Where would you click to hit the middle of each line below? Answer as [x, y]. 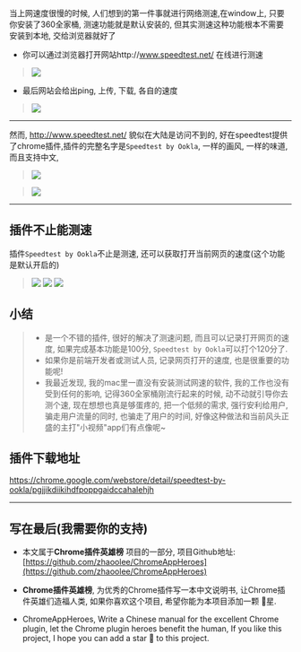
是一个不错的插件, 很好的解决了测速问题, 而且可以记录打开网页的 [163, 337]
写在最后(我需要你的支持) [78, 529]
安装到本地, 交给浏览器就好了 [63, 35]
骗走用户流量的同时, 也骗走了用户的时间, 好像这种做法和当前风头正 [167, 416]
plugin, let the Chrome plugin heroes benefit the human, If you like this [152, 629]
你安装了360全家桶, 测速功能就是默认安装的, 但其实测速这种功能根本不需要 [147, 24]
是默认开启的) [34, 265]
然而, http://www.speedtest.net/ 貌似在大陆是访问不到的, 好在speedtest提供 [149, 135]
